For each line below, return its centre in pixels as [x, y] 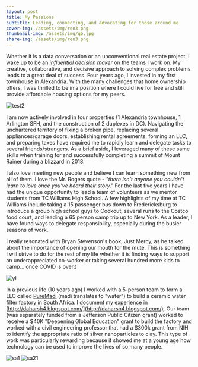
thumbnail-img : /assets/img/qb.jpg [50, 34]
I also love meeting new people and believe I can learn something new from [98, 173]
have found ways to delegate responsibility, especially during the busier [94, 223]
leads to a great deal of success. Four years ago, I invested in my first [91, 75]
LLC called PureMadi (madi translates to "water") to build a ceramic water [96, 296]
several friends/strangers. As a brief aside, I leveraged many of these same [98, 149]
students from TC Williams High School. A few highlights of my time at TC [96, 198]
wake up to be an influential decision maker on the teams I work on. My [93, 62]
